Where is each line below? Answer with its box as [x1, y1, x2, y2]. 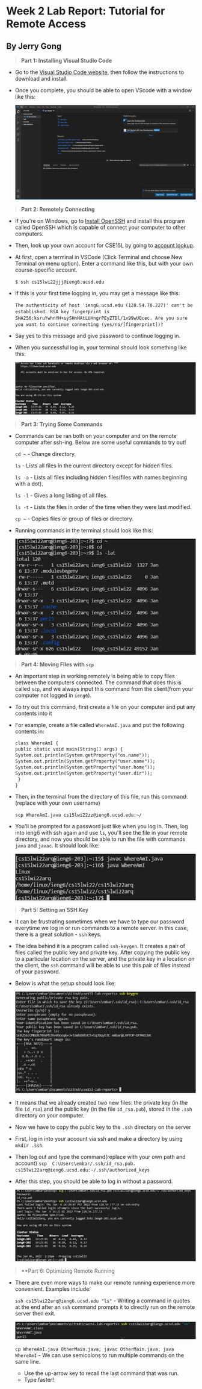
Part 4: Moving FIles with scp [20, 661, 94, 668]
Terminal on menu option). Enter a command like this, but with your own [14, 260, 194, 267]
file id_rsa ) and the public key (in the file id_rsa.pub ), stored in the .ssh [14, 1105, 192, 1113]
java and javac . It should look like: [14, 841, 100, 849]
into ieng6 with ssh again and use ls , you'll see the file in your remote [14, 829, 188, 836]
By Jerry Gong [6, 41, 62, 51]
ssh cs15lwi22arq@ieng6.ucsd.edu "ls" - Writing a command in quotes [14, 1297, 191, 1305]
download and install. [14, 75, 68, 82]
